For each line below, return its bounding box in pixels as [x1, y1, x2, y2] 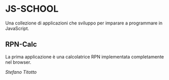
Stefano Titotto [5, 69, 37, 75]
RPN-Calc [5, 40, 37, 49]
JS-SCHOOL [5, 3, 59, 15]
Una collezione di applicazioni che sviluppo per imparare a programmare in [5, 20, 163, 26]
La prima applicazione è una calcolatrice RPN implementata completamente [5, 54, 164, 60]
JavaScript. [5, 25, 30, 31]
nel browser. [5, 59, 32, 65]
